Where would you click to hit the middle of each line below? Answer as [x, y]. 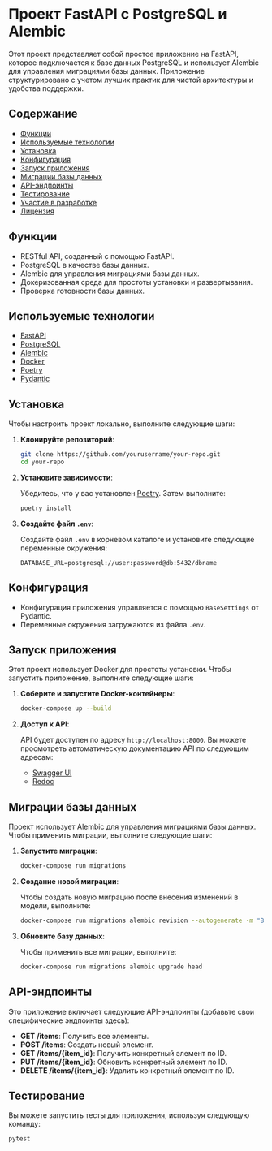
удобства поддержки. [46, 88]
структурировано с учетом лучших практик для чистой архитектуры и [131, 80]
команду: [24, 1124]
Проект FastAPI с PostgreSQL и [118, 14]
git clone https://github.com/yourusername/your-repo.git [120, 455]
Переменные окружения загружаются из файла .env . [113, 624]
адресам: [37, 757]
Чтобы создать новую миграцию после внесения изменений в [129, 897]
